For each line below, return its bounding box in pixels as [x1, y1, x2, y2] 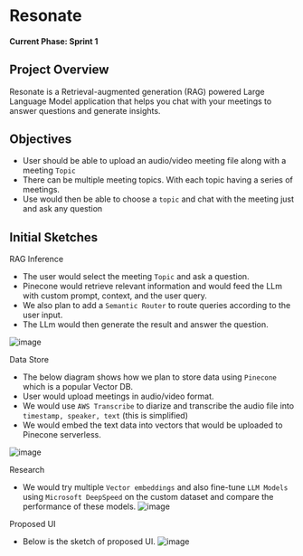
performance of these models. [22, 501, 137, 512]
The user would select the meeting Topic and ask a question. [22, 271, 251, 282]
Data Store [9, 354, 50, 365]
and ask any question [22, 203, 103, 214]
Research [9, 465, 45, 476]
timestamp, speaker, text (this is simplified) [22, 410, 188, 421]
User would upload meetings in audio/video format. [22, 391, 214, 402]
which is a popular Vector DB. [22, 382, 134, 392]
